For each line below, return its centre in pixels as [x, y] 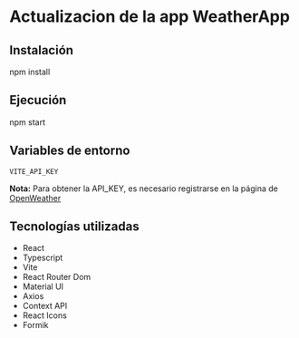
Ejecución [38, 100]
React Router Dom [57, 277]
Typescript [43, 258]
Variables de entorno [70, 151]
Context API [45, 306]
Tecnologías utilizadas [74, 227]
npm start [28, 122]
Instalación [42, 50]
